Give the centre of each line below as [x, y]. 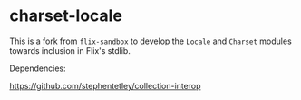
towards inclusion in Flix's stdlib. [70, 50]
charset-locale [66, 16]
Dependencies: [38, 68]
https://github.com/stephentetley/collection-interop [105, 85]
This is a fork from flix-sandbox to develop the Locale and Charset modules [150, 41]
